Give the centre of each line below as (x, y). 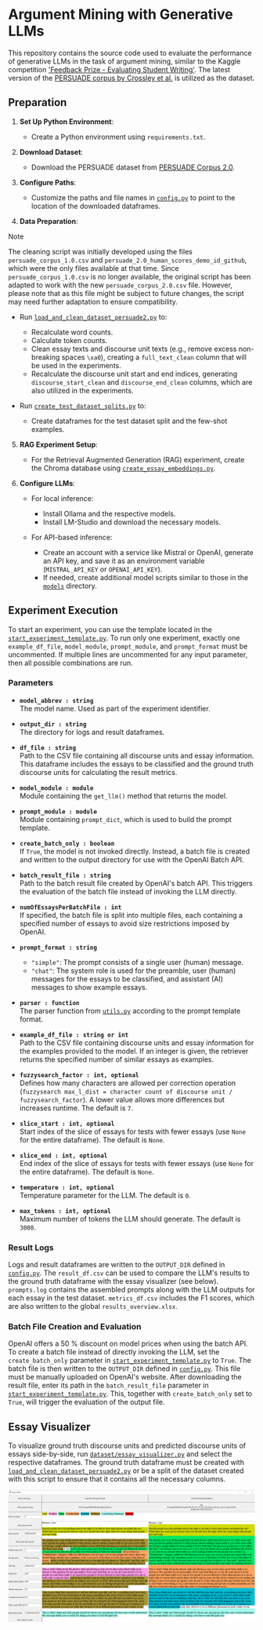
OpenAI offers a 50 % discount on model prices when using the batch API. (128, 1343)
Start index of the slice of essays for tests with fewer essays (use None (133, 1131)
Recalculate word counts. (72, 332)
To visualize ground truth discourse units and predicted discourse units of (127, 1445)
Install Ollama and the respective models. (109, 513)
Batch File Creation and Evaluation (75, 1327)
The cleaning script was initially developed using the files (101, 251)
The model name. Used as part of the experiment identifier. (115, 708)
